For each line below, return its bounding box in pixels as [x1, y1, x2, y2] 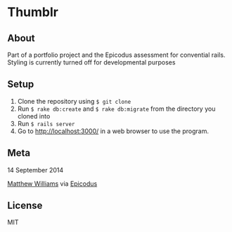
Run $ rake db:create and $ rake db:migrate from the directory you [17, 104, 216, 113]
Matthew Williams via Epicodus [7, 179, 98, 188]
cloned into [17, 111, 51, 120]
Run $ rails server [17, 119, 75, 128]
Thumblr [7, 4, 58, 20]
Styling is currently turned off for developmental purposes [7, 58, 176, 67]
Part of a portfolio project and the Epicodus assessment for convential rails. [7, 50, 226, 59]
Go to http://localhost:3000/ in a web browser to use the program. [17, 127, 210, 135]
